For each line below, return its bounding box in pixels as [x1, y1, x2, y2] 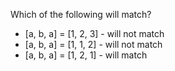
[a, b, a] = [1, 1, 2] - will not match [24, 39, 163, 50]
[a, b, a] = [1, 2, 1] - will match [24, 49, 148, 61]
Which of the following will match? [10, 9, 152, 20]
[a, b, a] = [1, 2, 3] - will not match [24, 28, 165, 39]
